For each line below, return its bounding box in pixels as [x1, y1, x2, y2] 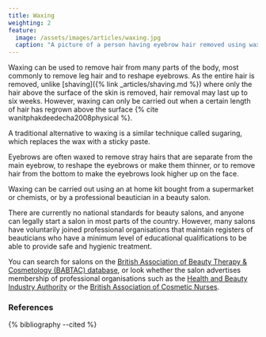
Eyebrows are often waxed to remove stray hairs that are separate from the [8, 152, 253, 162]
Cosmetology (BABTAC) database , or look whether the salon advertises [8, 266, 241, 275]
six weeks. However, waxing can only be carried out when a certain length [8, 97, 251, 106]
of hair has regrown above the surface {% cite [8, 104, 159, 115]
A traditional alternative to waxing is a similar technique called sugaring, [8, 128, 243, 138]
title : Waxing [8, 11, 55, 20]
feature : [8, 26, 37, 34]
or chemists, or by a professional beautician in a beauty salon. [8, 193, 211, 203]
